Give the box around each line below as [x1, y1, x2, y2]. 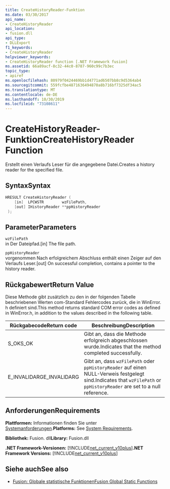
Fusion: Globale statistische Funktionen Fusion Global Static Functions [12, 478, 158, 484]
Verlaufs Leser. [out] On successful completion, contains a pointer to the [5, 260, 155, 266]
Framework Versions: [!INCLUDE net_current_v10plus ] [5, 450, 118, 456]
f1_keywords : [5, 45, 33, 50]
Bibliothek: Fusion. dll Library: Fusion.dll [5, 435, 89, 441]
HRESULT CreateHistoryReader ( [5, 195, 71, 200]
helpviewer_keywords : [5, 54, 51, 60]
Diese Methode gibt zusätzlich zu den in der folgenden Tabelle [5, 294, 136, 300]
